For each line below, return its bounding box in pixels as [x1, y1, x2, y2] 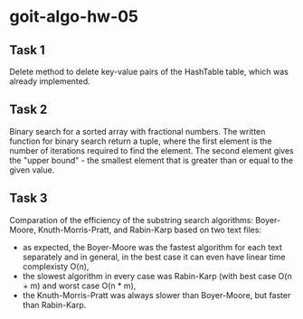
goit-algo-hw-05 [9, 6, 138, 27]
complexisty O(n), [22, 260, 90, 272]
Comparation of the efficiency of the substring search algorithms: [9, 214, 254, 225]
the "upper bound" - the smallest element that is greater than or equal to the [9, 155, 294, 165]
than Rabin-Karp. [22, 299, 87, 310]
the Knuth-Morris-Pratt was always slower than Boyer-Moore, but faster [22, 289, 291, 300]
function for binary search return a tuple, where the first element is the [9, 136, 272, 146]
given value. [9, 164, 55, 175]
